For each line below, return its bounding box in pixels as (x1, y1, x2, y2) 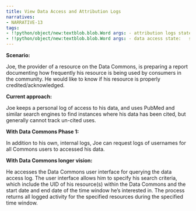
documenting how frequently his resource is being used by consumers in (6, 70, 182, 76)
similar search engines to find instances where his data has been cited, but (6, 110, 186, 117)
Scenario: (6, 52, 30, 58)
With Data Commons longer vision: (6, 157, 93, 164)
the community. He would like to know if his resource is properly (6, 75, 160, 82)
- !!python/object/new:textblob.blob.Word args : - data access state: (6, 36, 181, 41)
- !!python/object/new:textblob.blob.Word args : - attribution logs (6, 30, 176, 36)
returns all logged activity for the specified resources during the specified (6, 193, 184, 200)
